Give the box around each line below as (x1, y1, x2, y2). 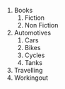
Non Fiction (24, 21, 59, 29)
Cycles (24, 51, 45, 59)
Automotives (13, 28, 52, 37)
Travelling (13, 66, 43, 74)
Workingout (13, 73, 48, 82)
